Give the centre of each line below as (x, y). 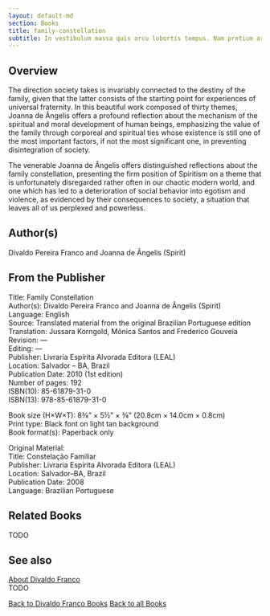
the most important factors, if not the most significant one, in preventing (127, 141)
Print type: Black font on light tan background (84, 423)
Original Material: (37, 447)
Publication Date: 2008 (46, 482)
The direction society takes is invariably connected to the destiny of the (127, 90)
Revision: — (28, 340)
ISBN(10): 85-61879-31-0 (49, 391)
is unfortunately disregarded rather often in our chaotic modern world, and (132, 182)
